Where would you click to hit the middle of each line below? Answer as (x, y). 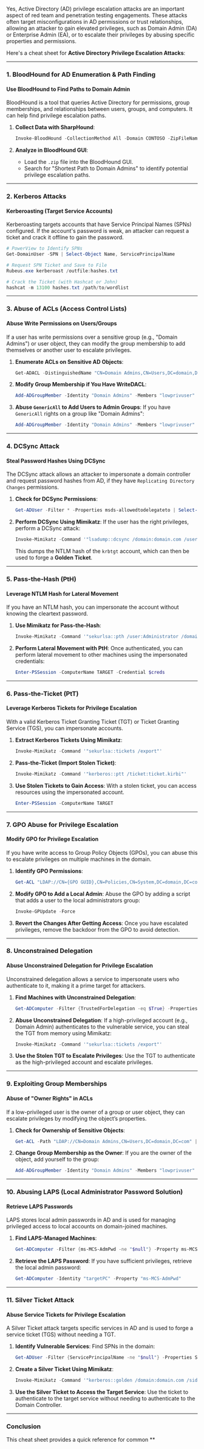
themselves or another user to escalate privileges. (69, 350)
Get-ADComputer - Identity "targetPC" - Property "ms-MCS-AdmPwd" (98, 1279)
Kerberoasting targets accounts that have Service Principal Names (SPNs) (99, 224)
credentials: (30, 661)
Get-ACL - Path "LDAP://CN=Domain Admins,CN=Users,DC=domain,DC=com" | (106, 1141)
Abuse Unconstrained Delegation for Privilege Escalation (80, 966)
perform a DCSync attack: (48, 528)
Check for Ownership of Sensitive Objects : (70, 1130)
